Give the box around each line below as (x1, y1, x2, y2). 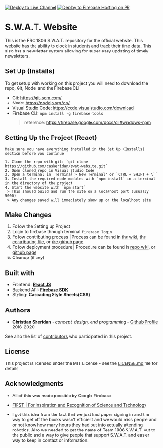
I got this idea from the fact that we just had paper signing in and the (12, 411, 150, 417)
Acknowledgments (5, 379, 64, 388)
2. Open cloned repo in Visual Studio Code (5, 168, 95, 172)
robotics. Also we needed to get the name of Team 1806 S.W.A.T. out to (12, 427, 156, 432)
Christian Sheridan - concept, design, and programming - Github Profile (12, 319, 158, 325)
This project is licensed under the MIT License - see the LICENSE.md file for (5, 360, 158, 366)
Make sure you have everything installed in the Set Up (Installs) (5, 146, 145, 152)
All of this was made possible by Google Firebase (12, 393, 111, 398)
